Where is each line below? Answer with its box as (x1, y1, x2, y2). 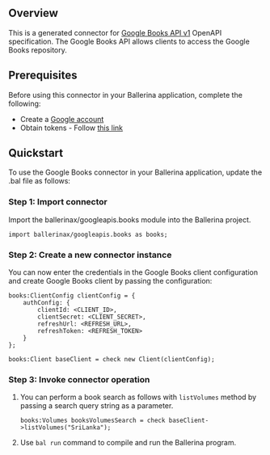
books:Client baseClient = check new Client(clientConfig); (8, 356, 216, 364)
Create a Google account (19, 114, 104, 124)
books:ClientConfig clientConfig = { (8, 292, 136, 300)
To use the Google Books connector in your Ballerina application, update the (8, 167, 263, 177)
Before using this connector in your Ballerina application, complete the (8, 90, 243, 99)
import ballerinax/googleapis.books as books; (8, 230, 168, 238)
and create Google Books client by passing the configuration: (8, 276, 213, 286)
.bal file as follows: (8, 176, 71, 186)
